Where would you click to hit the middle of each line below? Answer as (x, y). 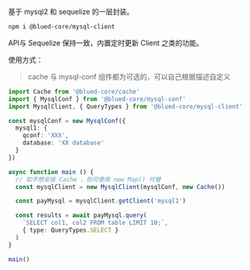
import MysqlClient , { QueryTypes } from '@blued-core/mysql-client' (126, 106)
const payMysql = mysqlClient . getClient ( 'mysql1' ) (101, 201)
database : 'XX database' (63, 143)
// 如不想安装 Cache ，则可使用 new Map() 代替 (88, 179)
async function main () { (51, 172)
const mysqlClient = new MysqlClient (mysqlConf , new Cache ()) (120, 187)
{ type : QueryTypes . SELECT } (71, 230)
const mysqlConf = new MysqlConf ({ (67, 121)
